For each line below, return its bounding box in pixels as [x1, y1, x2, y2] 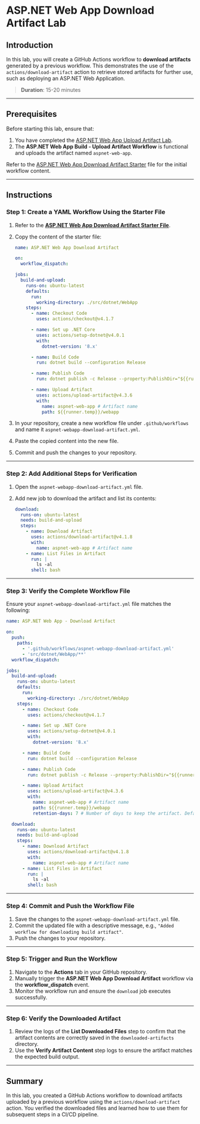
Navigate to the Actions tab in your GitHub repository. [14, 968, 148, 976]
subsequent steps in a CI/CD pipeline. [6, 1110, 99, 1118]
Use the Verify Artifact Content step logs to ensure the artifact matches [14, 1047, 192, 1054]
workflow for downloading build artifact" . [14, 928, 124, 935]
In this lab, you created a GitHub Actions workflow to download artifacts [6, 1092, 183, 1099]
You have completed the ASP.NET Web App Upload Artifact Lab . [14, 137, 173, 144]
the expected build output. [14, 1053, 80, 1060]
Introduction [6, 40, 54, 50]
